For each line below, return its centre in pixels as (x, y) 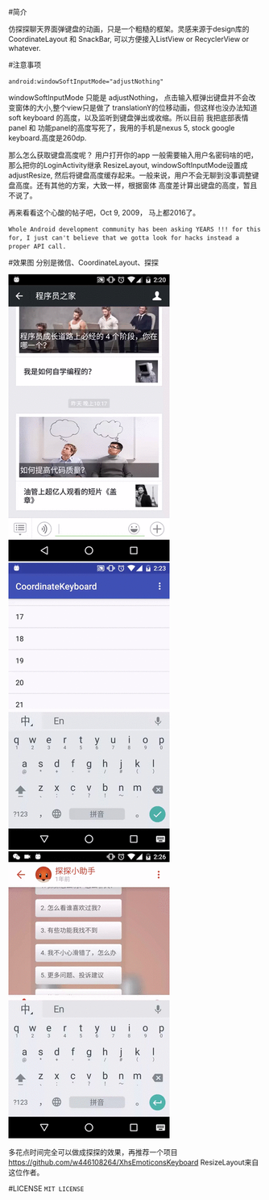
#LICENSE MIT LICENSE (46, 1188)
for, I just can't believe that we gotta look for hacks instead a (124, 238)
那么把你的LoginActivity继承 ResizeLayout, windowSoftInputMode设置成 (128, 165)
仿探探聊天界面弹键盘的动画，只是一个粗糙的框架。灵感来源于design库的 (129, 29)
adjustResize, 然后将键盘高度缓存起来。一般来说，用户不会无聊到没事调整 (130, 175)
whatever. (25, 48)
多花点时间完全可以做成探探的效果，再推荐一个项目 (93, 1152)
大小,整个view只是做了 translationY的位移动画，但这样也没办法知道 (147, 108)
